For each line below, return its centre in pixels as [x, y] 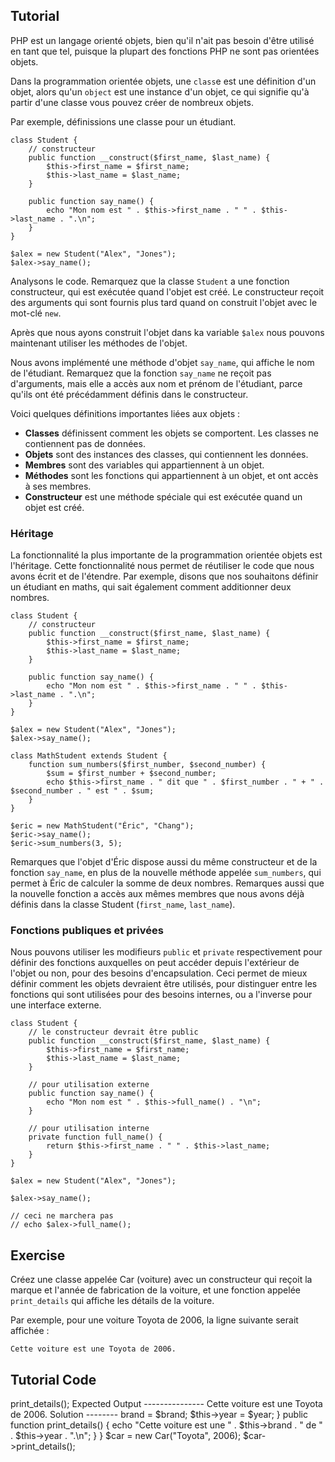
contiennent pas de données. [85, 443]
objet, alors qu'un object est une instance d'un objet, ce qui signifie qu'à [160, 91]
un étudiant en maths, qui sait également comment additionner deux [151, 587]
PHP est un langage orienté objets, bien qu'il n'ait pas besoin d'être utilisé [162, 40]
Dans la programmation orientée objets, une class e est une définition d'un [163, 81]
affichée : [30, 1331]
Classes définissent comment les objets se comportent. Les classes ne [172, 433]
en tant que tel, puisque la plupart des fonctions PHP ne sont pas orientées [165, 51]
